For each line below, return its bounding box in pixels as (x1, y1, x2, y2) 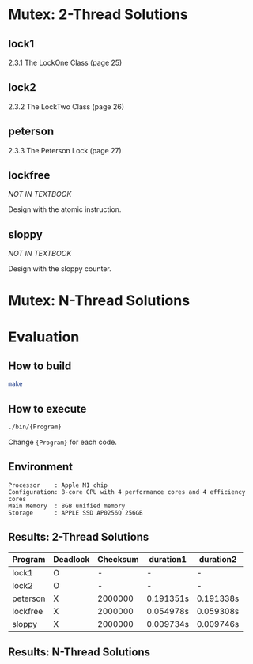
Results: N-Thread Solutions (8, 646, 151, 659)
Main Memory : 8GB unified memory (8, 502, 126, 510)
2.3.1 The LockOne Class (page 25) (8, 58, 123, 67)
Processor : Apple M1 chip (8, 481, 108, 489)
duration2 (198, 553, 237, 564)
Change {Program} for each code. (8, 437, 117, 447)
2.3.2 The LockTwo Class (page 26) (8, 101, 125, 111)
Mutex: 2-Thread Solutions (8, 6, 188, 24)
